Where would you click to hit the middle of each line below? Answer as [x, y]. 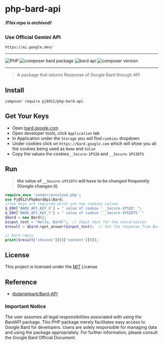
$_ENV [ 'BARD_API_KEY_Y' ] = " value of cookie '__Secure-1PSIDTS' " [75, 213]
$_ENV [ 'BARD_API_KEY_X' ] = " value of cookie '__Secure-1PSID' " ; [73, 209]
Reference [21, 282]
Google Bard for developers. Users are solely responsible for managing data [81, 327]
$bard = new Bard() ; [26, 218]
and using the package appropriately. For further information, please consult [81, 332]
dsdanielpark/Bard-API [35, 294]
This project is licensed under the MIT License [51, 267]
